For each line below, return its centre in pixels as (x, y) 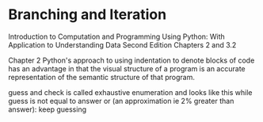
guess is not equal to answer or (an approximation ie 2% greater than (121, 101)
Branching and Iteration (88, 15)
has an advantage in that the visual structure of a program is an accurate (127, 68)
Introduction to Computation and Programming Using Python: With (117, 36)
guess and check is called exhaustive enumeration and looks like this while (130, 92)
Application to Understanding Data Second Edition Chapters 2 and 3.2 (122, 44)
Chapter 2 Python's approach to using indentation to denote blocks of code (131, 60)
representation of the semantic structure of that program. (102, 77)
